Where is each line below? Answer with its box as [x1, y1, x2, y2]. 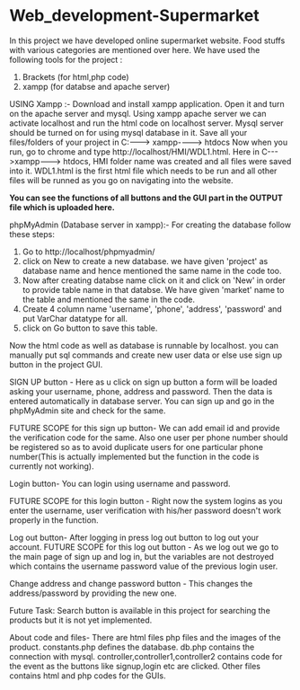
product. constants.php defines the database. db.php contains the [9, 641, 255, 652]
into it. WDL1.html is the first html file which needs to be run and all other [9, 165, 278, 176]
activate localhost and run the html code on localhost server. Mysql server [9, 118, 285, 128]
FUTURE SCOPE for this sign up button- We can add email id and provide [9, 422, 280, 433]
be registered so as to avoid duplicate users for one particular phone [9, 441, 263, 452]
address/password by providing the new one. [9, 588, 177, 598]
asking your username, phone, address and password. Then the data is [9, 385, 273, 396]
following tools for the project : [9, 54, 123, 65]
